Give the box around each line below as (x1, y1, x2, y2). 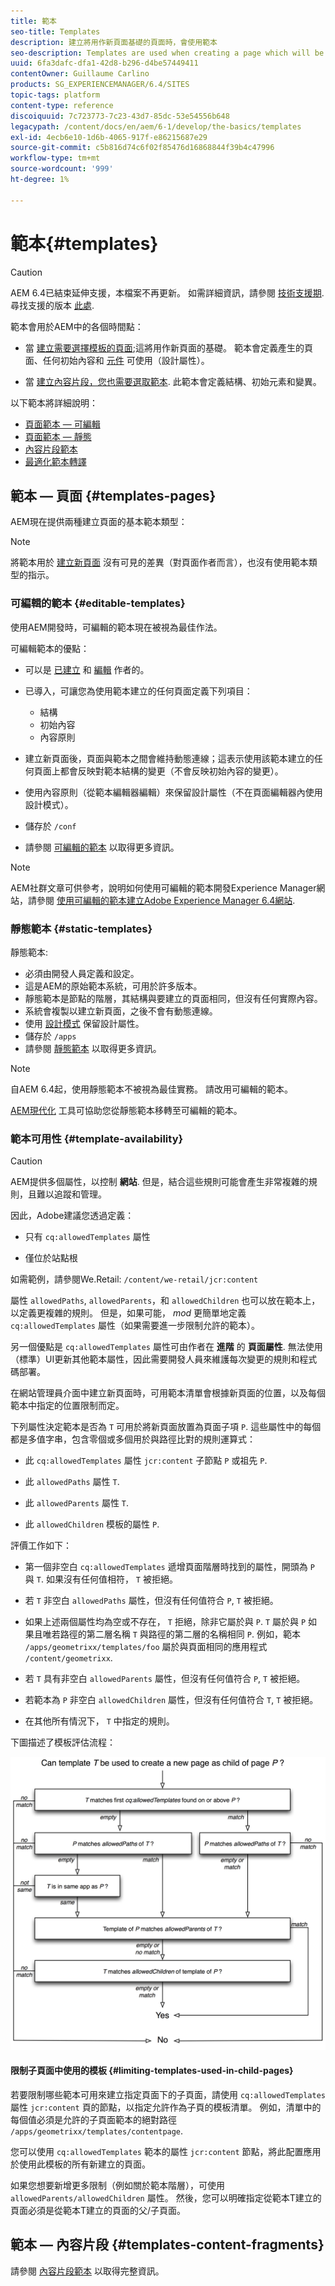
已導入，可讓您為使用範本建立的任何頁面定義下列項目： (24, 685, 253, 697)
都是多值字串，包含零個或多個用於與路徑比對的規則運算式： (10, 1433, 256, 1445)
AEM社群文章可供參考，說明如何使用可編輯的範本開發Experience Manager (10, 881, 317, 894)
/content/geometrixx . (24, 1652, 113, 1664)
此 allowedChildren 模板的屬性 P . (24, 1518, 160, 1530)
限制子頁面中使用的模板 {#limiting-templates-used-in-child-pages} (10, 2065, 294, 2077)
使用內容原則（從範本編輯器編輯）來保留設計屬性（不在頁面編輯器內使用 (24, 786, 323, 798)
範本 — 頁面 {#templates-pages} (10, 487, 217, 504)
